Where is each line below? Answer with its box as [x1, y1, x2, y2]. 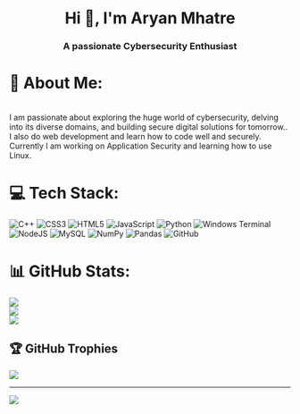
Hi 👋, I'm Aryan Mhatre [64, 8, 236, 29]
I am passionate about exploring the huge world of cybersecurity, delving [9, 112, 279, 123]
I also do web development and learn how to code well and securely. [9, 131, 262, 142]
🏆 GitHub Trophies [9, 342, 119, 357]
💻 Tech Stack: [9, 183, 120, 204]
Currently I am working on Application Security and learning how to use [9, 140, 272, 151]
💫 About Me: [9, 73, 104, 93]
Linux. [9, 150, 32, 161]
